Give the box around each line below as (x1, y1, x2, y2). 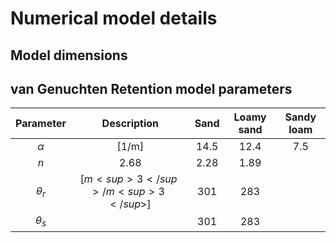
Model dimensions (10, 47, 128, 64)
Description (101, 117, 160, 131)
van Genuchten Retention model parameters (10, 80, 293, 97)
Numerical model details (10, 7, 218, 30)
